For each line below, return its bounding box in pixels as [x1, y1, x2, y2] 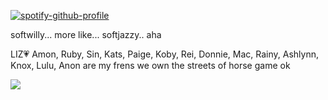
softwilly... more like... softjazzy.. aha [10, 29, 162, 40]
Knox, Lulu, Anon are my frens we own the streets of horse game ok [10, 60, 291, 71]
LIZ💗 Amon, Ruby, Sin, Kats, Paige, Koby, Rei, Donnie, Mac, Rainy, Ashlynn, [10, 48, 319, 60]
